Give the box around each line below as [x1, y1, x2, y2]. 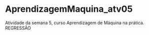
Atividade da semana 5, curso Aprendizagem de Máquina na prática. [5, 20, 145, 26]
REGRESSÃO [5, 25, 31, 31]
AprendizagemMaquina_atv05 [5, 3, 133, 15]
